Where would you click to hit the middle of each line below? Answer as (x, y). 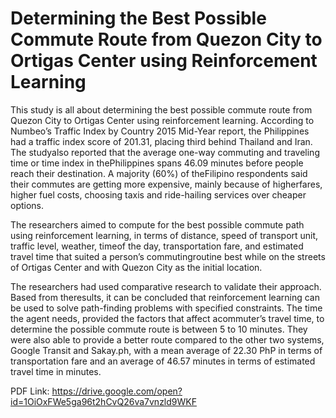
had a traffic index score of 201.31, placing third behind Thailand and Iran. (161, 141)
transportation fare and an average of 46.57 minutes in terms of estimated (163, 361)
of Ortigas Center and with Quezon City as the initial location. (136, 267)
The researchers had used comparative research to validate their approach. (166, 286)
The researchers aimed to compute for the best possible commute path (157, 224)
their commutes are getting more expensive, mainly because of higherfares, (166, 184)
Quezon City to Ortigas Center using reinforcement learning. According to (162, 120)
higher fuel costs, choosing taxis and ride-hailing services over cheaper (158, 194)
